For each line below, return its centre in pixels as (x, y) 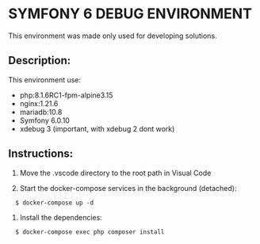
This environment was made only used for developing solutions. (113, 36)
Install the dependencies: (61, 217)
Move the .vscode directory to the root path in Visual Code (115, 173)
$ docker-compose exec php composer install (90, 232)
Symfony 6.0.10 (44, 120)
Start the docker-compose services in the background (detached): (128, 188)
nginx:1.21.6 (39, 103)
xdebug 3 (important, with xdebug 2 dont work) (97, 128)
